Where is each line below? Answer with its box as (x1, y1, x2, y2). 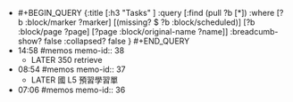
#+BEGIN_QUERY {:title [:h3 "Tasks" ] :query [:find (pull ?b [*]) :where (17, 8, 275, 18)
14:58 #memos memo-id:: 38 (17, 45, 125, 56)
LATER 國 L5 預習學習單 (30, 75, 119, 85)
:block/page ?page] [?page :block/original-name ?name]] (17, 27, 229, 36)
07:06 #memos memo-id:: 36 (17, 84, 126, 95)
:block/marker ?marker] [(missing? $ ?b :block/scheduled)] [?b (25, 17, 255, 27)
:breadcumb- (230, 27, 279, 36)
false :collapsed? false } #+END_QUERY (44, 35, 190, 46)
